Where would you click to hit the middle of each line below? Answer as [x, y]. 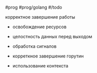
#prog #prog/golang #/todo [34, 7]
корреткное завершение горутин [48, 56]
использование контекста [40, 66]
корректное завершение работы [40, 17]
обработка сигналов [34, 46]
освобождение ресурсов [39, 27]
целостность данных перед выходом [52, 36]
